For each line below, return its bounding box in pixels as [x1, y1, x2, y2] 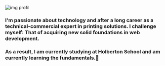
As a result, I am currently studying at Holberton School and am [5, 48, 161, 55]
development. [5, 35, 40, 42]
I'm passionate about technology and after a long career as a [5, 17, 154, 23]
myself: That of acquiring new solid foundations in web [5, 29, 140, 36]
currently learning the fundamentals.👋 [5, 54, 99, 61]
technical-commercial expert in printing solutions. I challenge [5, 22, 157, 29]
